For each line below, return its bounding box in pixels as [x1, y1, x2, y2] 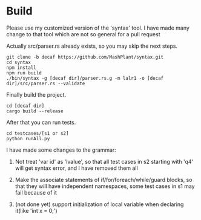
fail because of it [15, 189, 58, 196]
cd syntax [6, 59, 31, 65]
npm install [6, 65, 36, 71]
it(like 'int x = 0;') [15, 207, 58, 214]
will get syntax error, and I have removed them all [15, 164, 138, 172]
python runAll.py [6, 135, 50, 141]
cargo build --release [6, 108, 64, 114]
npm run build [6, 70, 42, 76]
